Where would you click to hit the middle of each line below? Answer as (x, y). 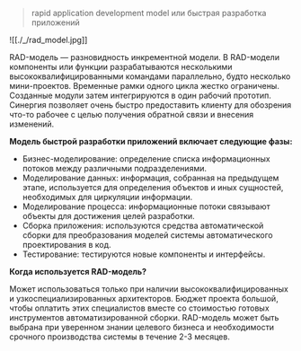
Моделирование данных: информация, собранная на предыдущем (150, 178)
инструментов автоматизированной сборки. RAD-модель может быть (144, 317)
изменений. (32, 124)
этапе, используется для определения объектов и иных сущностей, (153, 187)
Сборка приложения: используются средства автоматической (143, 225)
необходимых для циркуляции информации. (107, 197)
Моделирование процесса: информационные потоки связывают (146, 206)
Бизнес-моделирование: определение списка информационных (146, 159)
